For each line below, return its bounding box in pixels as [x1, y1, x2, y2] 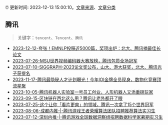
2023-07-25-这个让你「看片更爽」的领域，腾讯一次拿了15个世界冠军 [12, 101, 154, 107]
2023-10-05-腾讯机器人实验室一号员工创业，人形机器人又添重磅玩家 [12, 89, 153, 95]
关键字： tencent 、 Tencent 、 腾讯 [17, 34, 83, 40]
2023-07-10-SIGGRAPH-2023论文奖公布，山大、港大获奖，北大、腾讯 [12, 64, 157, 70]
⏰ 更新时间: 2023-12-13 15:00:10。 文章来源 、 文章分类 [5, 4, 116, 10]
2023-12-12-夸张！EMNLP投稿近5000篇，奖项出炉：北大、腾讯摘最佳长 [12, 45, 161, 51]
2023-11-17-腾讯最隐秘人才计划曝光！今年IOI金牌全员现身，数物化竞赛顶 [12, 76, 161, 82]
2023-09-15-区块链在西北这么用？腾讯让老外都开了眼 [12, 95, 123, 101]
